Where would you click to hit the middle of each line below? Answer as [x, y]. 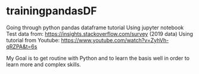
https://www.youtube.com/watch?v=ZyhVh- [115, 40]
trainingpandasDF [52, 11]
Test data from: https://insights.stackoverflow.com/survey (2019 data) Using [100, 33]
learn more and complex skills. [44, 64]
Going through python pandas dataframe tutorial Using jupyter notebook [95, 27]
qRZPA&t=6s [22, 47]
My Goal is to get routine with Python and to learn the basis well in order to [98, 58]
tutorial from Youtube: [33, 40]
